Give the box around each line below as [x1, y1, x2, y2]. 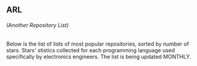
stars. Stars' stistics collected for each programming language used [6, 46, 175, 53]
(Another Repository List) [6, 21, 69, 29]
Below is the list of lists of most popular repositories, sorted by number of [6, 40, 189, 47]
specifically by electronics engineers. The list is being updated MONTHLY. [6, 53, 192, 60]
